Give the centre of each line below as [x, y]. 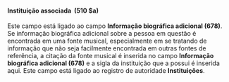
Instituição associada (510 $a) [53, 11]
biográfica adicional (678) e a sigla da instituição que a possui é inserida [114, 63]
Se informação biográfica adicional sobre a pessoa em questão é [102, 34]
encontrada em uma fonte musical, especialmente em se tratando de [107, 41]
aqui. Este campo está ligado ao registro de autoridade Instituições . [106, 71]
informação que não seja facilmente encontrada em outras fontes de [107, 48]
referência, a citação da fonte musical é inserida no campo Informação [111, 56]
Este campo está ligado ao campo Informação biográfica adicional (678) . [115, 26]
